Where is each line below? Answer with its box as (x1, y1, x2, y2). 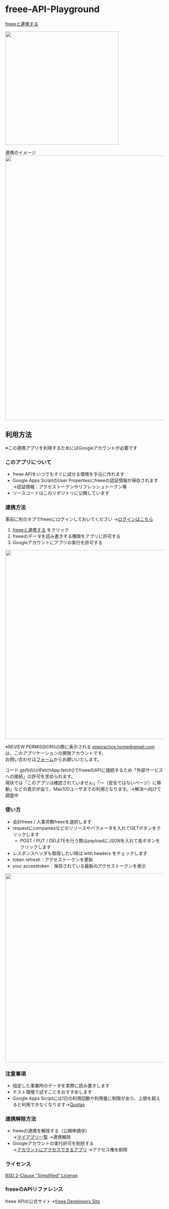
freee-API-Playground (5, 4, 100, 15)
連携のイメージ (5, 149, 36, 155)
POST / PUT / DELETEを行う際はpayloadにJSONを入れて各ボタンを (20, 837, 160, 843)
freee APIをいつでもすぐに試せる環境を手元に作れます (12, 471, 125, 477)
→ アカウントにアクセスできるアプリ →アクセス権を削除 (12, 1146, 128, 1153)
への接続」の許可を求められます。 (5, 773, 75, 780)
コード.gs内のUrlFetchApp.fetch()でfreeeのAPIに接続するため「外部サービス (5, 767, 163, 773)
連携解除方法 (5, 1115, 37, 1122)
